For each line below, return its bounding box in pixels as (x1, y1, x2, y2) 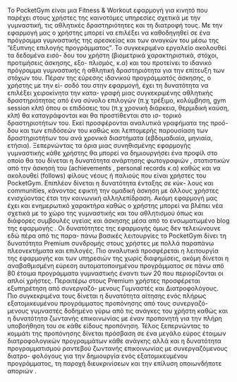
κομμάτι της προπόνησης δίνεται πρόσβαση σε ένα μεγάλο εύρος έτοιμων (7, 329, 227, 337)
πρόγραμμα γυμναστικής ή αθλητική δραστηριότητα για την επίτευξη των (7, 66, 225, 74)
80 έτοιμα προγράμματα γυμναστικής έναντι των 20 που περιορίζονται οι (7, 269, 224, 277)
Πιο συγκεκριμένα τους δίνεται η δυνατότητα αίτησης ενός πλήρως (7, 291, 207, 300)
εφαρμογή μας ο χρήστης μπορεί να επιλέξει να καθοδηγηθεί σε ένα (7, 28, 211, 37)
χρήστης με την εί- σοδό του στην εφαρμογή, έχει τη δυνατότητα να (7, 81, 209, 89)
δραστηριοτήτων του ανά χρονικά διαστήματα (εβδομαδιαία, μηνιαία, (7, 134, 213, 142)
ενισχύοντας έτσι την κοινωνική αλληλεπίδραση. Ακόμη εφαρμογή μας (7, 194, 218, 202)
